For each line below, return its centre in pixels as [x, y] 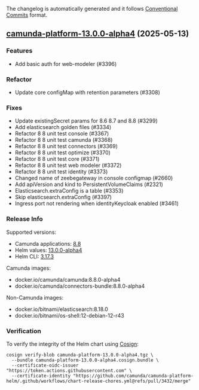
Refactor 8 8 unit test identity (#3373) [61, 172]
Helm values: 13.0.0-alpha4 [48, 250]
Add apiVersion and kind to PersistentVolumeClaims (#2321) [89, 184]
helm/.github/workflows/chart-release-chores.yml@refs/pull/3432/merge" [99, 381]
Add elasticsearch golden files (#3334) [63, 127]
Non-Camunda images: [35, 297]
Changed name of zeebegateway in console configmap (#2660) [94, 178]
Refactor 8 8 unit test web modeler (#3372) [68, 165]
